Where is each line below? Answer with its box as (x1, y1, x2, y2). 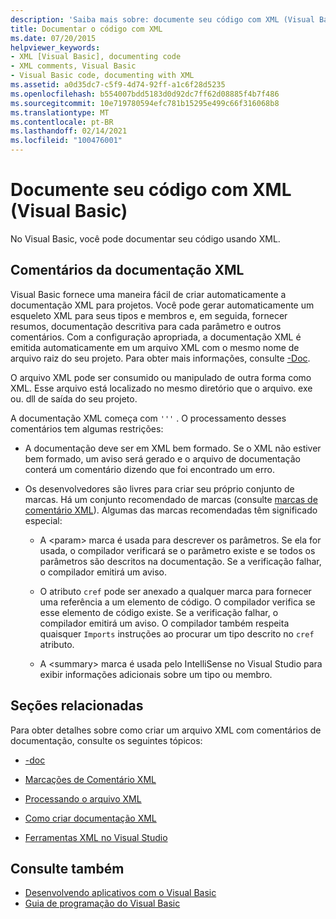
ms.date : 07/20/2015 (10, 33, 97, 43)
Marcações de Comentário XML (24, 773, 157, 785)
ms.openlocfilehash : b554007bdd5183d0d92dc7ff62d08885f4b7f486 (10, 89, 280, 99)
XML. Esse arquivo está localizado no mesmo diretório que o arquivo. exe (10, 382, 313, 394)
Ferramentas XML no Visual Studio (24, 831, 168, 843)
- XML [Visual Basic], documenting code (10, 52, 182, 62)
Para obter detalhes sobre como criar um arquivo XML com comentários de (10, 724, 322, 736)
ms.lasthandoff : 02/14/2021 (10, 126, 128, 136)
